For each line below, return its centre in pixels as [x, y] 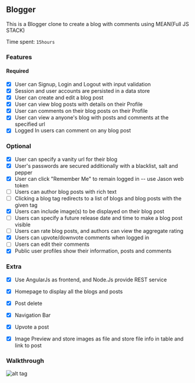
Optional [19, 146]
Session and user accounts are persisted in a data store [82, 91]
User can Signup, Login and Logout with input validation [83, 84]
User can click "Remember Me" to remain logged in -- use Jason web [99, 178]
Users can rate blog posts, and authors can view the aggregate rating [99, 231]
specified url [30, 124]
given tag [26, 205]
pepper [24, 172]
